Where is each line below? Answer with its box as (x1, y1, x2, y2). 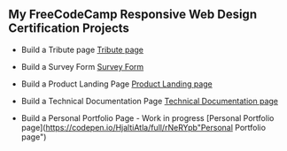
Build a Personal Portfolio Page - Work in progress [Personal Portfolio (20, 112, 275, 123)
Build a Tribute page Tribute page (20, 44, 143, 55)
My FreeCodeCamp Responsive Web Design (8, 7, 258, 22)
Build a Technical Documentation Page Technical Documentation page (20, 95, 278, 106)
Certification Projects (8, 21, 130, 36)
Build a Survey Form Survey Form (20, 61, 144, 72)
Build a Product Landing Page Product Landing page (20, 79, 213, 89)
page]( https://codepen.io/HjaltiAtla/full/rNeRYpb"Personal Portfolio (20, 122, 267, 132)
